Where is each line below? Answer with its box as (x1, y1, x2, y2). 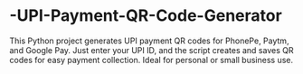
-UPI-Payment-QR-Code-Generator (9, 5, 282, 26)
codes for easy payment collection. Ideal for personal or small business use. (9, 54, 294, 65)
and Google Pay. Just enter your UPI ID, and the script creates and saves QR (9, 44, 294, 55)
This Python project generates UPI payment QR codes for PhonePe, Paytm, (9, 35, 289, 46)
